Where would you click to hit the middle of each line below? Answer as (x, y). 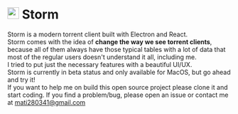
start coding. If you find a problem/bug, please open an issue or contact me (118, 95)
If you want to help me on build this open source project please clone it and (118, 87)
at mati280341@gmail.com (47, 102)
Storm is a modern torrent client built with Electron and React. (98, 34)
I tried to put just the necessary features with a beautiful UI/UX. (100, 64)
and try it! (21, 79)
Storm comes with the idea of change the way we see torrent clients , (110, 41)
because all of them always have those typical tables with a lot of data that (117, 49)
